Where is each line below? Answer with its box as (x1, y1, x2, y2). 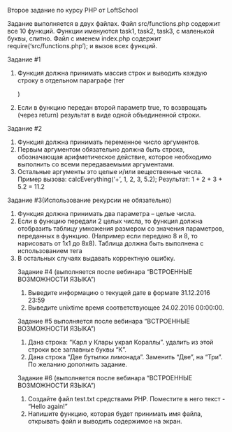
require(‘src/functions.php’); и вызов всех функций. (7, 42, 158, 50)
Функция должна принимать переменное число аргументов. (17, 138, 201, 146)
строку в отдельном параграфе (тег (17, 76, 125, 85)
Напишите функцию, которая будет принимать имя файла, (27, 410, 203, 418)
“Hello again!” (27, 402, 68, 410)
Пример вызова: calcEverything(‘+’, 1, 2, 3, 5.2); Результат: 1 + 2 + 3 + (17, 175, 223, 183)
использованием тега (17, 247, 82, 254)
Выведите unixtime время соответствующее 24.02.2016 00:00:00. (27, 303, 225, 312)
